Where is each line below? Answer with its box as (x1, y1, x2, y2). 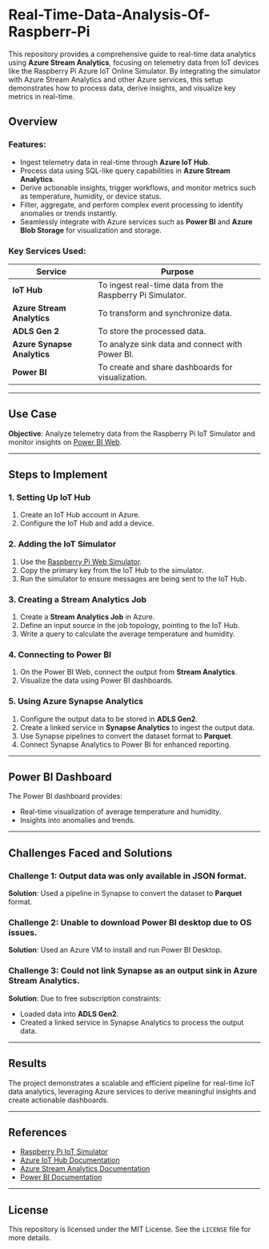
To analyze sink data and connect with (98, 338, 243, 349)
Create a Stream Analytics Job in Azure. (19, 612, 155, 622)
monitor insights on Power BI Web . (8, 437, 122, 446)
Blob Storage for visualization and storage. (19, 225, 162, 235)
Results (8, 1057, 47, 1070)
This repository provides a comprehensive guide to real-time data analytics (8, 49, 256, 58)
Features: (8, 139, 46, 150)
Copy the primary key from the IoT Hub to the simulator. (19, 565, 204, 574)
